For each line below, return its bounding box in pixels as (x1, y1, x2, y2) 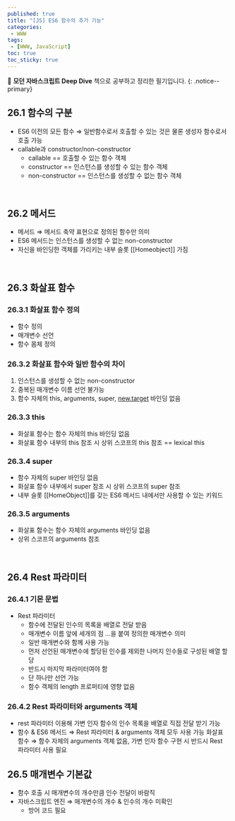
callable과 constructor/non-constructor (17, 144, 131, 153)
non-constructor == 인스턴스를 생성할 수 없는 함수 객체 (28, 171, 182, 180)
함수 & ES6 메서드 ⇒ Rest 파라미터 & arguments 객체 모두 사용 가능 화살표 (17, 728, 224, 736)
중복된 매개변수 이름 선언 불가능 (17, 385, 104, 394)
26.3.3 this (7, 412, 46, 422)
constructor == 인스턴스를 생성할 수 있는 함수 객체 (28, 162, 168, 170)
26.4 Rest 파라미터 (7, 571, 88, 583)
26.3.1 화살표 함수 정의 (7, 305, 80, 315)
